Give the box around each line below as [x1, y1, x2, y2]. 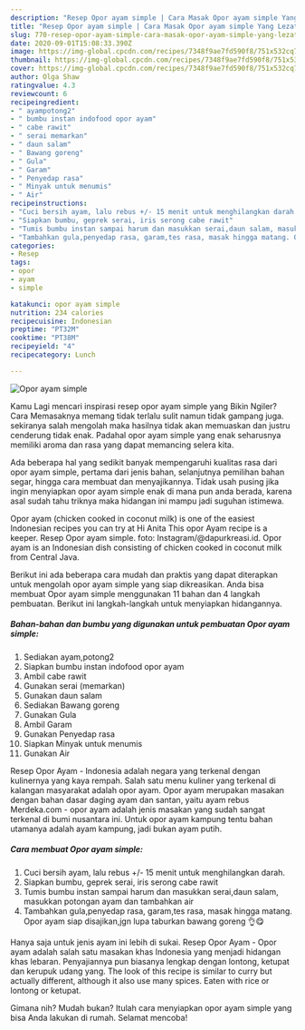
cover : [10, 64, 35, 74]
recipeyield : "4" [10, 342, 76, 351]
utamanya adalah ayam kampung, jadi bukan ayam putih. [10, 823, 223, 834]
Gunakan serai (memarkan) [23, 680, 126, 691]
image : [10, 47, 35, 56]
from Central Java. [10, 551, 80, 563]
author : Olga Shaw [10, 73, 80, 82]
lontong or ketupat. [10, 985, 81, 996]
